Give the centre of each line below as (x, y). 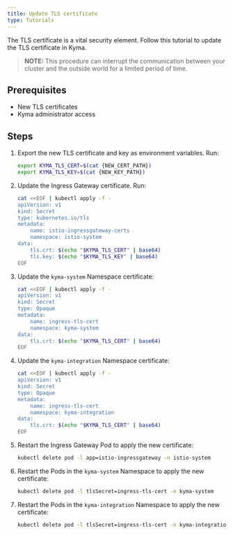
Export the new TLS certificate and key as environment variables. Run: (118, 153)
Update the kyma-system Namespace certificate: (86, 277)
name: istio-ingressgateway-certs (80, 231)
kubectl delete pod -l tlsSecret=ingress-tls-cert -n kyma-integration (123, 525)
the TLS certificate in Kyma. (47, 47)
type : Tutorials (31, 20)
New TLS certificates (47, 107)
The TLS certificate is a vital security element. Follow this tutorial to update (114, 40)
